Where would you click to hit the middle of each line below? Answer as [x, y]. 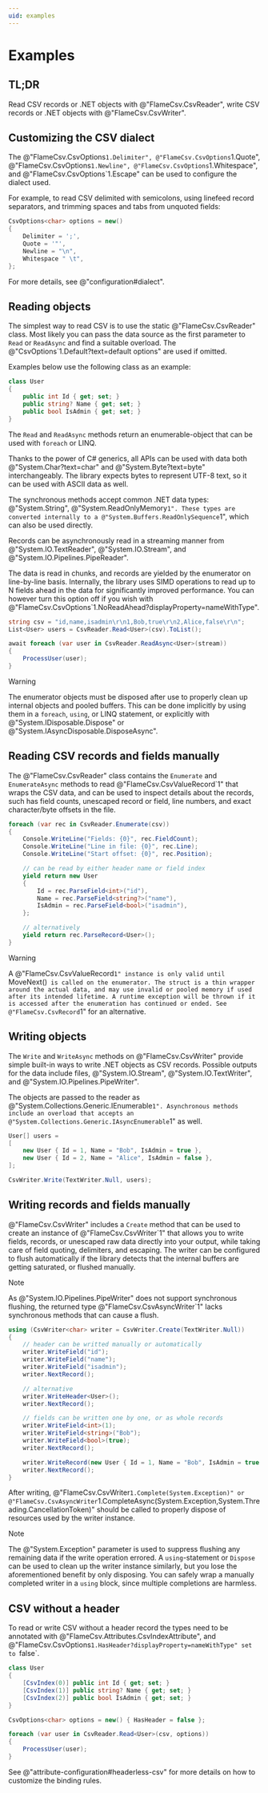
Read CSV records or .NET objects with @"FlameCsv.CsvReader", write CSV [134, 104]
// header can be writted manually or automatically [112, 1345]
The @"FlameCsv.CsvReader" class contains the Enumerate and [113, 775]
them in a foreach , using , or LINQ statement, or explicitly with [109, 713]
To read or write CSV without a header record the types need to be [118, 1628]
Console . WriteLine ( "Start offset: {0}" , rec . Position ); [118, 854]
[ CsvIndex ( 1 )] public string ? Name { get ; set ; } [107, 1690]
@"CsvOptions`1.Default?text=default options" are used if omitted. [118, 351]
